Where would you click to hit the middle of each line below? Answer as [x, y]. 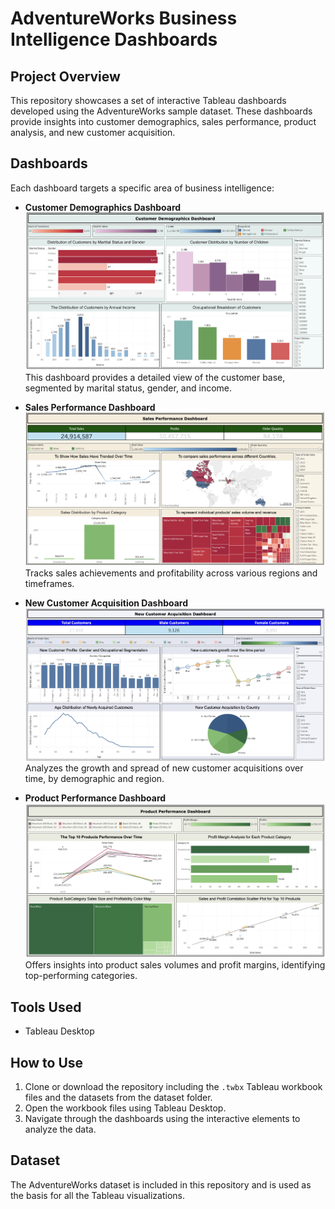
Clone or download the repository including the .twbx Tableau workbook [173, 1086]
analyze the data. [60, 1129]
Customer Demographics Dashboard [103, 207]
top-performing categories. [81, 976]
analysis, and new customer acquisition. [93, 132]
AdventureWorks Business [124, 18]
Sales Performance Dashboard [90, 408]
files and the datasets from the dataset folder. [118, 1097]
